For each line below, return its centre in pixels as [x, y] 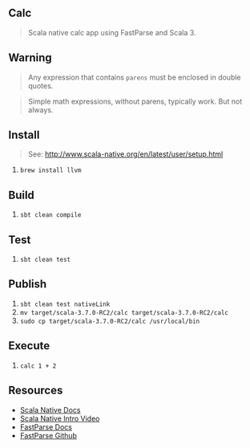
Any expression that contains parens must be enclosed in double [135, 77]
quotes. [40, 86]
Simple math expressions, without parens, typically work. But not [135, 101]
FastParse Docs [46, 427]
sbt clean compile [50, 215]
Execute [29, 346]
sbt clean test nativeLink [65, 304]
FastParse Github [48, 435]
